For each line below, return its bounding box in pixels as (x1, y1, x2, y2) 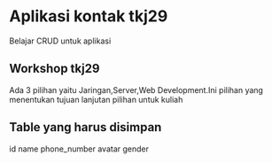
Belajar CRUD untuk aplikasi (9, 35, 112, 46)
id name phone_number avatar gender (9, 144, 149, 154)
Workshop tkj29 (9, 61, 100, 76)
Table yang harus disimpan (9, 120, 162, 135)
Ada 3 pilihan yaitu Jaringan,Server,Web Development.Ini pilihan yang (9, 84, 264, 95)
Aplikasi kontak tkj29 (9, 6, 168, 27)
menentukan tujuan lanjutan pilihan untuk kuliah (9, 94, 183, 105)
